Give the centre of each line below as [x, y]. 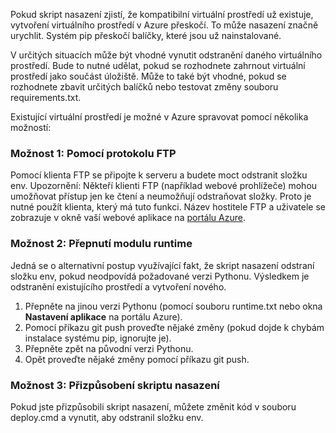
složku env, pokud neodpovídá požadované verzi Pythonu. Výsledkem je [160, 276]
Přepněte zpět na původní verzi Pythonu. [109, 348]
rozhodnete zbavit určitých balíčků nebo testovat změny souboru [144, 87]
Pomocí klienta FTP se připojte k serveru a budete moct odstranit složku [159, 175]
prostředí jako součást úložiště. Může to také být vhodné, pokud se [148, 76]
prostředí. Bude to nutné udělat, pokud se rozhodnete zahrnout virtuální [158, 65]
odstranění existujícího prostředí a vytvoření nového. [118, 286]
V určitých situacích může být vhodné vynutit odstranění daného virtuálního [166, 55]
